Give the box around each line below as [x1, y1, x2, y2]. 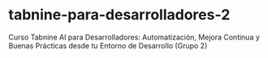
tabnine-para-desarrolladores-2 [8, 6, 231, 24]
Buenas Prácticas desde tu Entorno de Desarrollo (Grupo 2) [8, 40, 208, 50]
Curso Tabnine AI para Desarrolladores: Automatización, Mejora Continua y [8, 32, 260, 42]
